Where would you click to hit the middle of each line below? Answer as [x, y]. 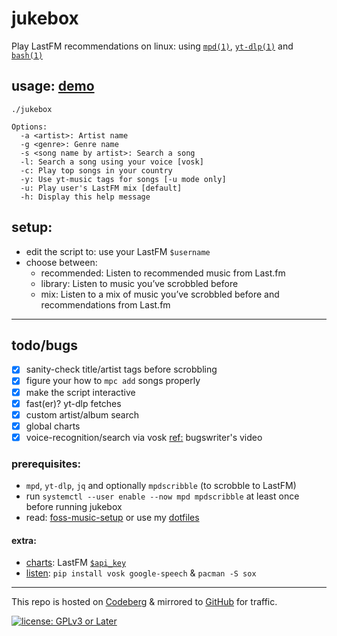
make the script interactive [80, 392]
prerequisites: [46, 464]
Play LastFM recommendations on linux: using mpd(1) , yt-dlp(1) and [152, 46]
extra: [24, 540]
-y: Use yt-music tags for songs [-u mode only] [123, 179]
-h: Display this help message [85, 197]
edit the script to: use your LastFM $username [118, 251]
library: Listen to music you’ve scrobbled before [139, 283]
